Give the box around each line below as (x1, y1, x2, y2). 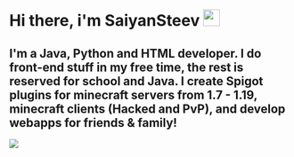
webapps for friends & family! (9, 115, 178, 130)
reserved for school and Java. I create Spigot (9, 74, 264, 89)
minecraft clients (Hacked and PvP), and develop (9, 101, 286, 116)
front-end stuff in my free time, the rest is (9, 59, 244, 75)
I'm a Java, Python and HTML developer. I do (9, 45, 262, 61)
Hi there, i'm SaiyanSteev (9, 11, 200, 31)
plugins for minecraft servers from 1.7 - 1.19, (9, 87, 258, 102)
